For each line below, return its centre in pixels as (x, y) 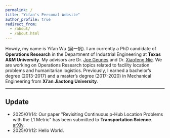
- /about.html (25, 33)
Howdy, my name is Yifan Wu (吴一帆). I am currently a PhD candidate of (81, 48)
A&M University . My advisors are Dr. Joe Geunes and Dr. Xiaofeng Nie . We (84, 60)
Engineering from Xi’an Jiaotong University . (52, 81)
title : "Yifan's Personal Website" (43, 15)
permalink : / (19, 10)
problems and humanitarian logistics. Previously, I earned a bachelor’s (78, 71)
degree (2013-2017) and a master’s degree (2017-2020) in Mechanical (78, 76)
